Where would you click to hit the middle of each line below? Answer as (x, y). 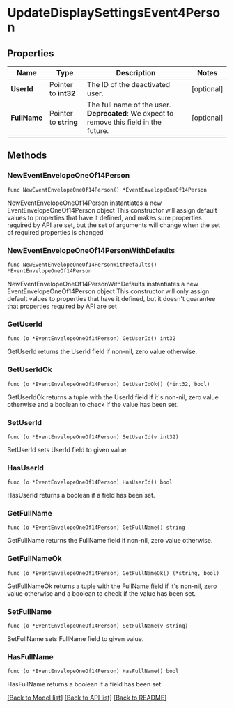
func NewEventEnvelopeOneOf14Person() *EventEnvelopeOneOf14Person (107, 190)
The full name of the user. (129, 105)
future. (98, 131)
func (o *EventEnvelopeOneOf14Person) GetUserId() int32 (92, 339)
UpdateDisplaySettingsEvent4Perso (114, 13)
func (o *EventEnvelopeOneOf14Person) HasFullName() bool (93, 671)
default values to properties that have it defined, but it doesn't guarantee (111, 298)
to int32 (63, 93)
